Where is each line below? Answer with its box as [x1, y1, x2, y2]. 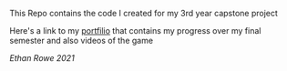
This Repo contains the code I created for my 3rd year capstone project [9, 8, 278, 18]
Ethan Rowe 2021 [9, 53, 75, 63]
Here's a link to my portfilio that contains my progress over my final [9, 25, 261, 35]
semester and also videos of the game [9, 35, 153, 46]
